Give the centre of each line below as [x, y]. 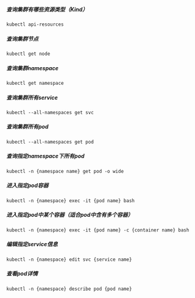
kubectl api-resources [35, 24]
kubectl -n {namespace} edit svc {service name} [69, 260]
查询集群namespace [33, 68]
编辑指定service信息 [32, 244]
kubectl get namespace [35, 83]
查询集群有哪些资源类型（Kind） [47, 9]
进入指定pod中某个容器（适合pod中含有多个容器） [70, 215]
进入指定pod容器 [27, 186]
